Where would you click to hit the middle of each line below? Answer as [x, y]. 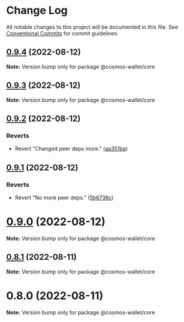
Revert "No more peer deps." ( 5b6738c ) [64, 198]
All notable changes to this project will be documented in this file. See [92, 27]
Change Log [37, 10]
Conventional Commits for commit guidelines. [62, 33]
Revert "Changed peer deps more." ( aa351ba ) [71, 149]
